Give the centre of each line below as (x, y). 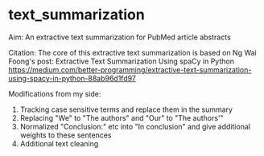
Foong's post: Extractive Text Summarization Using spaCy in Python (122, 61)
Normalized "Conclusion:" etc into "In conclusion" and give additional (135, 126)
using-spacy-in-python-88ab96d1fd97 (72, 78)
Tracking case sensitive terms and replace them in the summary (126, 109)
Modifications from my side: (55, 93)
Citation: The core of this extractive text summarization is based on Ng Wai (133, 52)
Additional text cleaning (59, 143)
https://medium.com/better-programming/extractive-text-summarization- (130, 69)
